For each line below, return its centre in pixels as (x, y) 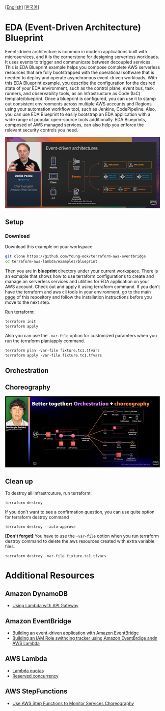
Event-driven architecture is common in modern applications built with (76, 51)
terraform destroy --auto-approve (41, 527)
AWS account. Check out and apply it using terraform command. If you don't (82, 287)
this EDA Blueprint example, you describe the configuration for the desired (80, 83)
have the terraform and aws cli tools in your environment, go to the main (78, 292)
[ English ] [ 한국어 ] (22, 7)
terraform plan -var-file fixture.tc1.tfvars (52, 351)
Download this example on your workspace (49, 247)
